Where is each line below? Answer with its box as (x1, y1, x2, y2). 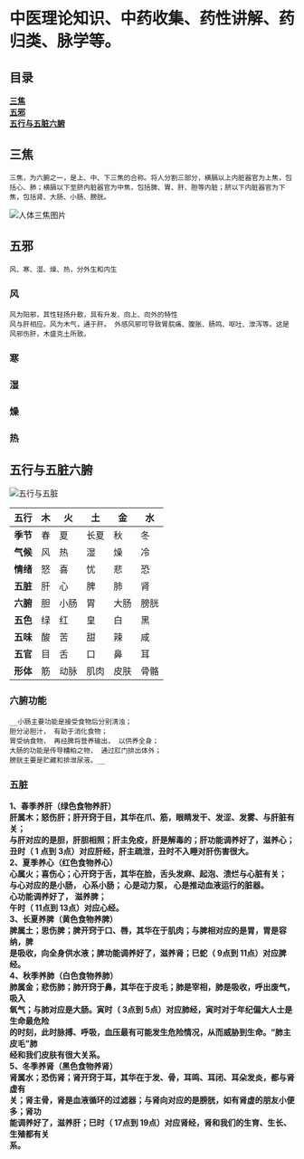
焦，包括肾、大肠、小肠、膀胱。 (9, 192, 111, 202)
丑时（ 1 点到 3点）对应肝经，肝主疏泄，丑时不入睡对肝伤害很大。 (9, 846, 254, 857)
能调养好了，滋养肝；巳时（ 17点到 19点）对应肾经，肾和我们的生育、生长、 (9, 1117, 291, 1128)
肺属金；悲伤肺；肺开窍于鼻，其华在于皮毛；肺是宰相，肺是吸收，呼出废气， (9, 982, 295, 993)
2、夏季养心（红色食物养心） (9, 857, 118, 869)
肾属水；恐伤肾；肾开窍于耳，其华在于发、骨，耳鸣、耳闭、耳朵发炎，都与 (9, 1072, 287, 1083)
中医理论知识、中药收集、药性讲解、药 (9, 8, 296, 29)
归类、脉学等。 (9, 31, 121, 52)
